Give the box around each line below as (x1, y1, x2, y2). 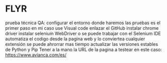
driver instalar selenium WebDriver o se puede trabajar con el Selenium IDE (5, 30, 161, 36)
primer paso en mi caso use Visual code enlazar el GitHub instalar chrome (5, 25, 159, 31)
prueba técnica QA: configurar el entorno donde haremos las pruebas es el (5, 20, 161, 26)
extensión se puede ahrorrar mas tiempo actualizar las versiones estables (5, 41, 158, 47)
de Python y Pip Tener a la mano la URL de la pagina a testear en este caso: (5, 46, 162, 52)
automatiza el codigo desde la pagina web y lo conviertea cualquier (5, 36, 145, 42)
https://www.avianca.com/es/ (5, 51, 67, 58)
